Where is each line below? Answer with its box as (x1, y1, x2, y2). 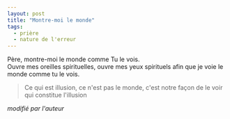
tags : (7, 23, 23, 30)
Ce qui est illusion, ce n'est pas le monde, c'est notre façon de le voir (24, 84, 223, 92)
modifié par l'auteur (7, 104, 64, 113)
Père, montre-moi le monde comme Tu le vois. (7, 55, 140, 63)
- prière (13, 29, 39, 37)
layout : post (7, 10, 45, 17)
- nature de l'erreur (13, 36, 77, 43)
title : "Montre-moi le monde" (7, 17, 95, 24)
